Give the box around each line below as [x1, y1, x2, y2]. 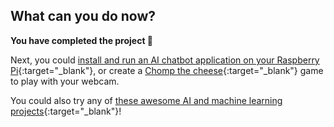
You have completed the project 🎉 [10, 34, 154, 46]
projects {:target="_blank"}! [10, 105, 122, 117]
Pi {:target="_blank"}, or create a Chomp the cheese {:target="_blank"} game [10, 64, 324, 76]
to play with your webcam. [10, 75, 120, 87]
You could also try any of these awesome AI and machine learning [10, 94, 283, 106]
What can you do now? [10, 8, 157, 25]
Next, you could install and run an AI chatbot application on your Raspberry [10, 54, 320, 66]
